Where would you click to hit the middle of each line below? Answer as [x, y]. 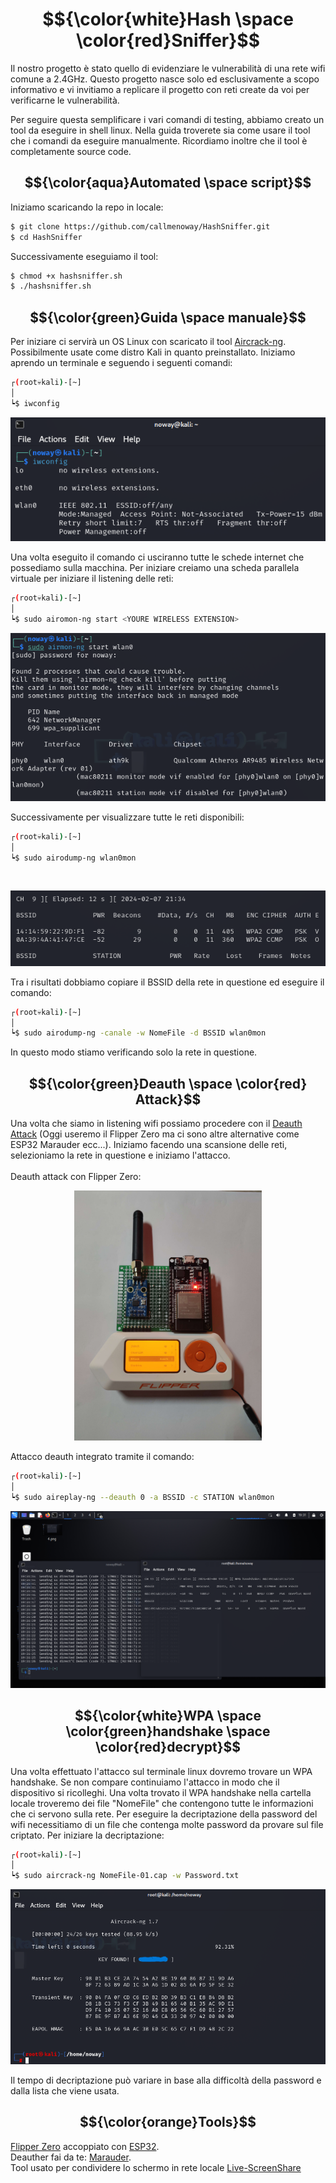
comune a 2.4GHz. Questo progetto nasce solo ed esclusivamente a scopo [165, 79]
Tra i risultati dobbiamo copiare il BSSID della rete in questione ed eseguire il [167, 982]
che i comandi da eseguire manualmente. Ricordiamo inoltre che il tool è [159, 140]
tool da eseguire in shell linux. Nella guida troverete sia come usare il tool [160, 130]
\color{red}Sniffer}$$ [168, 40]
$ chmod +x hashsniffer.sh [66, 276]
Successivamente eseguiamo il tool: [84, 256]
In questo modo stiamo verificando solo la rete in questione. [134, 1052]
